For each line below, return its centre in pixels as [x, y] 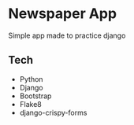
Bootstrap [35, 96]
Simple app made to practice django [67, 35]
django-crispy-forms [53, 112]
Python [31, 79]
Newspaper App [62, 14]
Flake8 [30, 104]
